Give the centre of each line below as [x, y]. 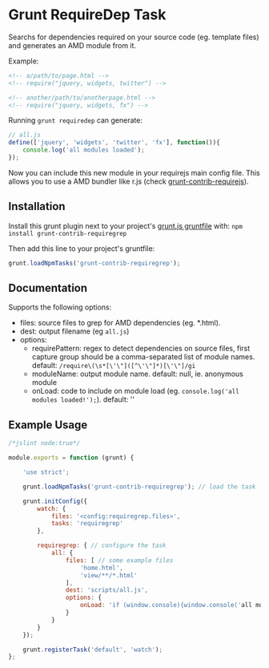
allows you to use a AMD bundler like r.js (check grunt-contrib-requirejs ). [129, 181]
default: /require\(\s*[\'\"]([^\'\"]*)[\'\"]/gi [114, 366]
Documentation [48, 288]
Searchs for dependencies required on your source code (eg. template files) [134, 37]
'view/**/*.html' [108, 575]
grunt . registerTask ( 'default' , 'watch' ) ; [92, 650]
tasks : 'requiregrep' [87, 524]
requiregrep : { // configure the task [102, 546]
